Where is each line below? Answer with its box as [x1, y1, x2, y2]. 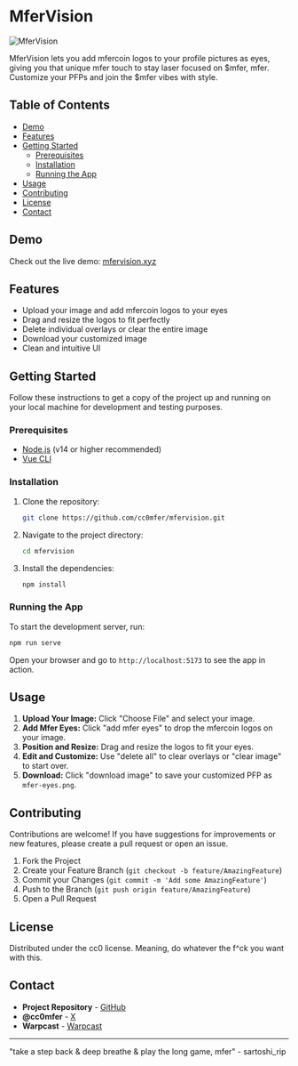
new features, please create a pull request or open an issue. [9, 838, 229, 849]
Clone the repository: [21, 496, 100, 506]
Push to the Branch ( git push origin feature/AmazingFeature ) [21, 884, 251, 895]
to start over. [21, 761, 69, 771]
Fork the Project [21, 856, 82, 867]
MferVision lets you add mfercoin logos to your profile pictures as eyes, [9, 52, 271, 63]
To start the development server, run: [9, 621, 145, 632]
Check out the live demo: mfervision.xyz [9, 255, 157, 266]
